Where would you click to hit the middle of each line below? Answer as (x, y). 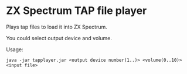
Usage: (15, 49)
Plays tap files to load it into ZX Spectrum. (57, 27)
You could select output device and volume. (59, 38)
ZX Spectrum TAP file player (76, 11)
